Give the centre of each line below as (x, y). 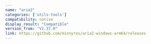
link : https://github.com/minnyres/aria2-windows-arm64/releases (75, 33)
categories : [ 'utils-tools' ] (36, 15)
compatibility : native (29, 19)
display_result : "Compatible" (37, 24)
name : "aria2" (20, 10)
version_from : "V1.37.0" (31, 29)
